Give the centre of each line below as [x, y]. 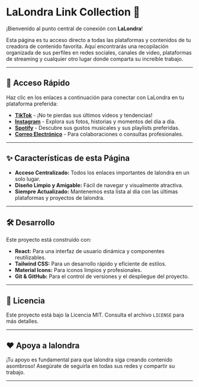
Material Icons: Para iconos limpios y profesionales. [78, 270]
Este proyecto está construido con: [49, 240]
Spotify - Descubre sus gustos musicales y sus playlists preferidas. [97, 127]
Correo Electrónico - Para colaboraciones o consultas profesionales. [99, 134]
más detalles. [23, 321]
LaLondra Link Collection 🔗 [73, 12]
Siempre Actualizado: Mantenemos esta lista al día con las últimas [96, 191]
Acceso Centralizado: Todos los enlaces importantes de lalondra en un [102, 172]
